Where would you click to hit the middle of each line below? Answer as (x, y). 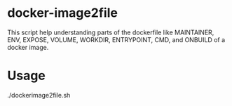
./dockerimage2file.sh (39, 95)
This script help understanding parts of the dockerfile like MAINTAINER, (111, 32)
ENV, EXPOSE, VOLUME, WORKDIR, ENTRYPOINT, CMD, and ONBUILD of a (116, 39)
